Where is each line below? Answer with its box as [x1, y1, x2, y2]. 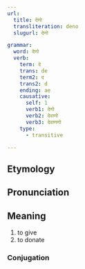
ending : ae [19, 87, 51, 94]
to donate [17, 235, 45, 243]
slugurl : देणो [13, 29, 48, 37]
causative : [19, 93, 51, 100]
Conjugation [7, 252, 50, 262]
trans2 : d [19, 80, 48, 87]
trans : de [19, 67, 48, 74]
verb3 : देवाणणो [25, 119, 62, 126]
